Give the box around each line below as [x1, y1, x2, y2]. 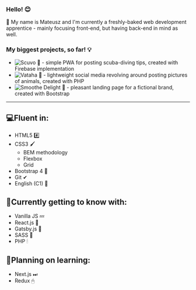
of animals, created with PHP [14, 77, 85, 84]
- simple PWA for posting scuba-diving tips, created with [41, 58, 178, 66]
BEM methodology [23, 149, 68, 156]
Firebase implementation [14, 65, 75, 72]
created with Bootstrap [14, 90, 70, 97]
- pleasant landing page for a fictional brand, [66, 84, 174, 91]
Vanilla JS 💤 [14, 213, 45, 220]
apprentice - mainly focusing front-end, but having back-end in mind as [6, 25, 178, 32]
